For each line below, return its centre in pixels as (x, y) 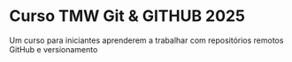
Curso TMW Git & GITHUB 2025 (127, 16)
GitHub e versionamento (54, 49)
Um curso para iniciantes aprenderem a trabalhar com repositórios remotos (146, 40)
